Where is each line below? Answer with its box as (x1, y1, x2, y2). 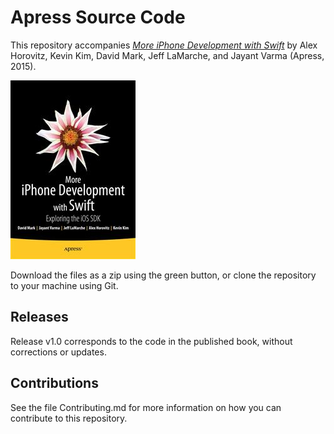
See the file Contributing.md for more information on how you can (10, 401, 282, 413)
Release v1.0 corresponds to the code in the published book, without (10, 335, 293, 347)
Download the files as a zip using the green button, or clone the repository (10, 269, 317, 281)
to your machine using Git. (10, 279, 119, 291)
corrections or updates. (10, 346, 107, 358)
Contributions (10, 375, 99, 392)
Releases (10, 309, 69, 326)
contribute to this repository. (10, 412, 128, 424)
